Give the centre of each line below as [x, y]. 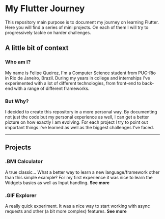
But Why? [17, 101]
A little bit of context [37, 48]
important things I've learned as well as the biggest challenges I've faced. [80, 127]
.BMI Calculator [24, 162]
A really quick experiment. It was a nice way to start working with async [78, 206]
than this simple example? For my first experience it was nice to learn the [79, 177]
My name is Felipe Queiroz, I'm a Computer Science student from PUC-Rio [81, 73]
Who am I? [18, 62]
